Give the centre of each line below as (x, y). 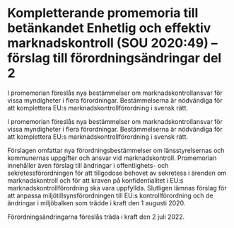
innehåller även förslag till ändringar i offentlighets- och (88, 165)
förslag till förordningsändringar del (115, 58)
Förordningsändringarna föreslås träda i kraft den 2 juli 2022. (96, 217)
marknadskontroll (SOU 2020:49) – (112, 43)
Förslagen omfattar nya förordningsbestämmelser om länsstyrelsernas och (116, 150)
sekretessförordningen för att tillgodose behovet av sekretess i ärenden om (117, 173)
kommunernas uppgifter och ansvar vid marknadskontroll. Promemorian (112, 158)
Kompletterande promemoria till (103, 13)
